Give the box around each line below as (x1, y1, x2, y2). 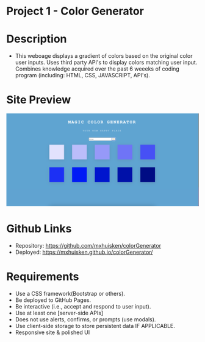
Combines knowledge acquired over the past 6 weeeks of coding (15, 65, 180, 72)
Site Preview (6, 93, 71, 107)
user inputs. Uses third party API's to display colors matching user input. (15, 59, 198, 66)
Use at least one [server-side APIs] (15, 309, 104, 316)
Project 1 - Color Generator (6, 4, 145, 18)
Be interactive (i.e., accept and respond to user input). (15, 302, 151, 310)
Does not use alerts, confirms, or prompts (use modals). (15, 315, 156, 323)
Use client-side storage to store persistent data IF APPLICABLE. (15, 322, 176, 329)
